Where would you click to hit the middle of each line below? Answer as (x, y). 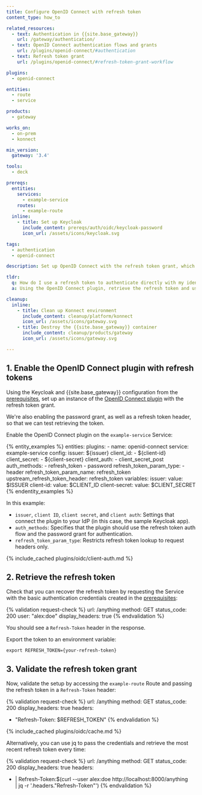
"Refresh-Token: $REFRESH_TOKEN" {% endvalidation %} (87, 720)
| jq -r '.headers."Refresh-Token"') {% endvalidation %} (83, 786)
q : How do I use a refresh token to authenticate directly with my (98, 283)
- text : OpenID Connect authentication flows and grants (84, 45)
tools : (14, 166)
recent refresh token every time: (46, 749)
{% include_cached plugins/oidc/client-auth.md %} (70, 558)
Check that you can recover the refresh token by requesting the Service (95, 592)
